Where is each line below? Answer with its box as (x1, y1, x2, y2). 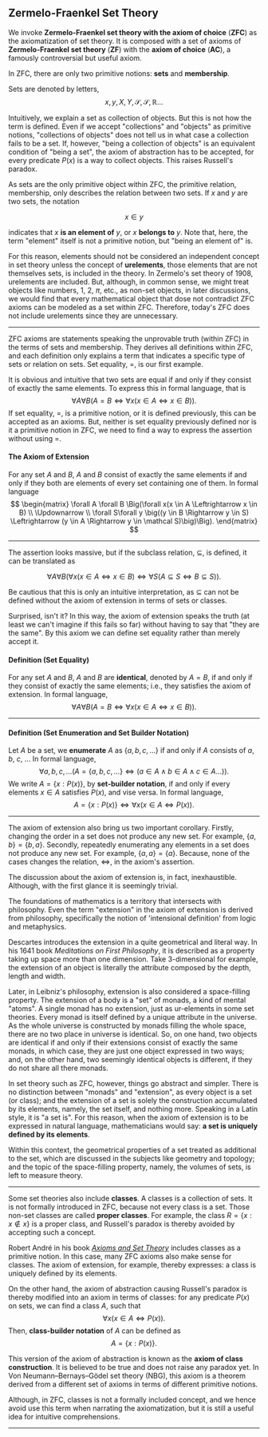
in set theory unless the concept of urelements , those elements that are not (8, 260, 258, 269)
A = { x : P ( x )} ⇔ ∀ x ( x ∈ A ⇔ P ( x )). (73, 800, 195, 810)
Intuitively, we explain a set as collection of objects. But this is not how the (8, 113, 252, 122)
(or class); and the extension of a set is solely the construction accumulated (8, 1096, 258, 1105)
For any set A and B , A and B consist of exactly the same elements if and (8, 470, 247, 480)
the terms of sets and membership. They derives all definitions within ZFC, (8, 342, 254, 352)
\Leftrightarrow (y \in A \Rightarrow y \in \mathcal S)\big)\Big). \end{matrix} (10, 516, 258, 526)
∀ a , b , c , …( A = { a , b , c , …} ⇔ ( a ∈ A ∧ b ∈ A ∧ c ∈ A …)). (38, 766, 230, 776)
